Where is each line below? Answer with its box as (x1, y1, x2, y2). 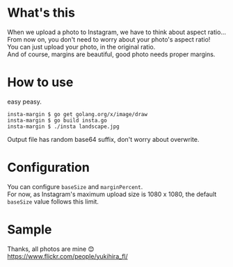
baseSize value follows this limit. (7, 197, 99, 206)
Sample (7, 222, 52, 237)
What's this (7, 5, 75, 21)
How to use (7, 74, 74, 90)
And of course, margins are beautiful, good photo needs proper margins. (7, 50, 216, 58)
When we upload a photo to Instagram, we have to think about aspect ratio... (7, 28, 226, 36)
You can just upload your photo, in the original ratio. (7, 42, 156, 51)
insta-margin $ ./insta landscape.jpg (7, 123, 120, 130)
